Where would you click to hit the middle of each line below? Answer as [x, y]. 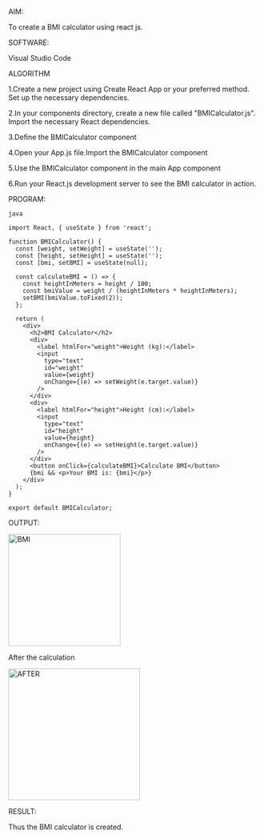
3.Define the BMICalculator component [73, 137]
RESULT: [22, 811]
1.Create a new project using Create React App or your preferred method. [129, 89]
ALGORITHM [29, 74]
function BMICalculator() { [55, 242]
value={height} [69, 438]
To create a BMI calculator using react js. [76, 27]
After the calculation [42, 657]
